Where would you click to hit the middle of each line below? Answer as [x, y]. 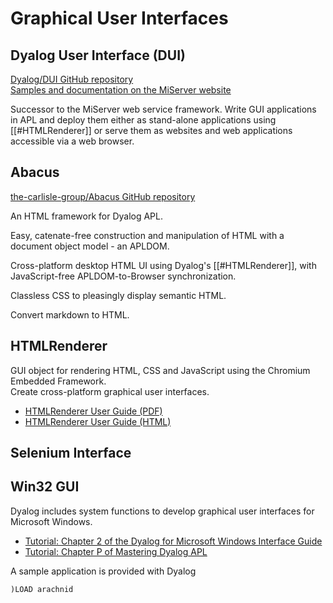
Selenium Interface [71, 453]
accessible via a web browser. [72, 141]
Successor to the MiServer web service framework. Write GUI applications [163, 109]
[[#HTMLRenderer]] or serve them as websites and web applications [151, 130]
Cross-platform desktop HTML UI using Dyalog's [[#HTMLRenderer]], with [163, 265]
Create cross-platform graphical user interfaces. [110, 391]
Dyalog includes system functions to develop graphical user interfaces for [162, 511]
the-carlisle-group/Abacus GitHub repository [103, 196]
